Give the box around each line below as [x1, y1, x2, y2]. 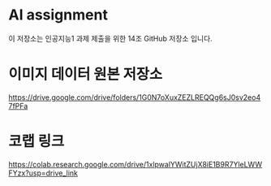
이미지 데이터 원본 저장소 [8, 65, 163, 84]
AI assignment [8, 6, 108, 24]
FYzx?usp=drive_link [8, 168, 79, 178]
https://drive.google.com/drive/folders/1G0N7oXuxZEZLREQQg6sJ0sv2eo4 [8, 92, 261, 102]
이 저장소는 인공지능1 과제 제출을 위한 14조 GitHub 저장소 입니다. [8, 33, 213, 43]
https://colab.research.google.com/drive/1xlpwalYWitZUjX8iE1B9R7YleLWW [8, 159, 263, 169]
